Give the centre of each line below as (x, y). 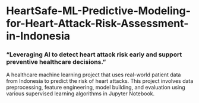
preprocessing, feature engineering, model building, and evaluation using (96, 88)
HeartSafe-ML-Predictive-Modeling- (99, 11)
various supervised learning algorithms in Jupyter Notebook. (80, 94)
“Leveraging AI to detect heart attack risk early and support (94, 54)
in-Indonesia (38, 36)
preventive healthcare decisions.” (56, 62)
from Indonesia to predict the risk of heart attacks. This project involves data (100, 81)
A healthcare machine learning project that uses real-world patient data (94, 75)
